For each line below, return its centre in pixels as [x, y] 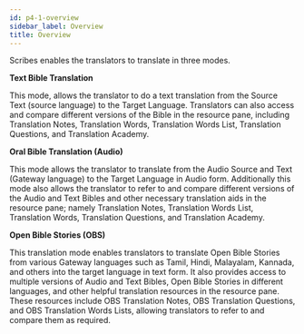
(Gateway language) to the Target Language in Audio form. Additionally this [150, 179]
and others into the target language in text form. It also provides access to [148, 272]
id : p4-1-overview [44, 18]
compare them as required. [60, 320]
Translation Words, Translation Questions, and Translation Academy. [137, 218]
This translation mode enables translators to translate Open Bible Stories [145, 253]
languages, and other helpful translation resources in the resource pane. [144, 291]
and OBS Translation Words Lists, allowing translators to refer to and [137, 310]
